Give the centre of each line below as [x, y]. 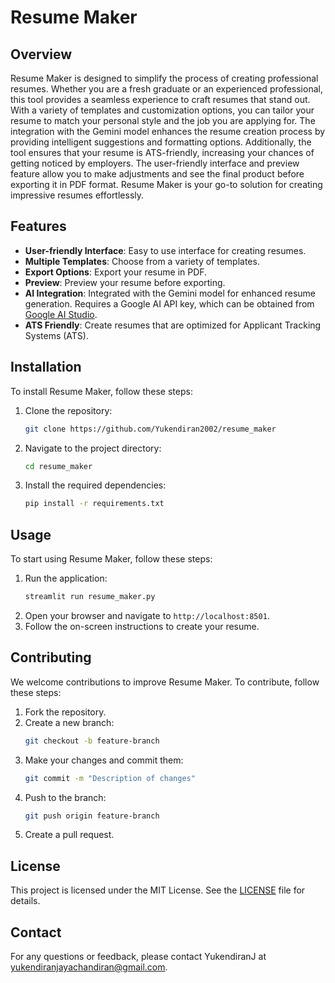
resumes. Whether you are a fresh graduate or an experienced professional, [166, 89]
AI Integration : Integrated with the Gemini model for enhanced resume [170, 293]
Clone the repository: [68, 410]
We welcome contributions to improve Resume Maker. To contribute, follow [165, 682]
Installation [46, 367]
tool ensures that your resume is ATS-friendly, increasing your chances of [162, 152]
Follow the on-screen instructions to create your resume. [142, 626]
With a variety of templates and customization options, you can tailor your [162, 110]
